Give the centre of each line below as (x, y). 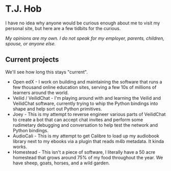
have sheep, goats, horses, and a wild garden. (61, 163)
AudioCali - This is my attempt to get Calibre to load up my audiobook (86, 136)
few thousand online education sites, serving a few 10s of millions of (84, 87)
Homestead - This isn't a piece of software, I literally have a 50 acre (84, 152)
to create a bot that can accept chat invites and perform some (78, 120)
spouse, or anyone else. (31, 43)
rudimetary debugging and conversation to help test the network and (85, 125)
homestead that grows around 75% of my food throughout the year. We (88, 157)
